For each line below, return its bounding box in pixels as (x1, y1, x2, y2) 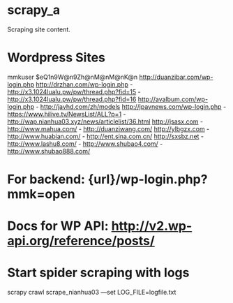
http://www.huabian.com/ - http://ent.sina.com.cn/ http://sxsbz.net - (7, 132, 204, 140)
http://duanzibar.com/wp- (139, 73, 213, 81)
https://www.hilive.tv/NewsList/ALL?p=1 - (7, 110, 126, 118)
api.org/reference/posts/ (7, 233, 155, 249)
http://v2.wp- (111, 219, 193, 234)
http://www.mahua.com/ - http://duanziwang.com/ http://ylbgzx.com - (7, 124, 210, 133)
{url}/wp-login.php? (87, 172, 208, 187)
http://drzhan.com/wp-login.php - (36, 80, 133, 89)
